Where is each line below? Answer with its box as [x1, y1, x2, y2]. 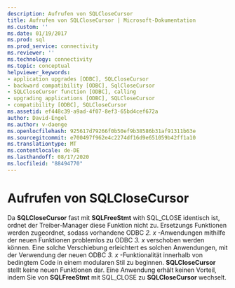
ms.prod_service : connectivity [7, 43, 99, 50]
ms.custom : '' [7, 23, 49, 30]
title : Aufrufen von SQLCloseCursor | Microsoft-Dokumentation [7, 17, 196, 24]
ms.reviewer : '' [7, 50, 55, 57]
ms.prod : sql [7, 36, 46, 43]
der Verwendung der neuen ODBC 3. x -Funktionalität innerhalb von [7, 250, 203, 259]
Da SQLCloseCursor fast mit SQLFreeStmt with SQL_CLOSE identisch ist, [7, 213, 220, 221]
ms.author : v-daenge [7, 121, 68, 128]
